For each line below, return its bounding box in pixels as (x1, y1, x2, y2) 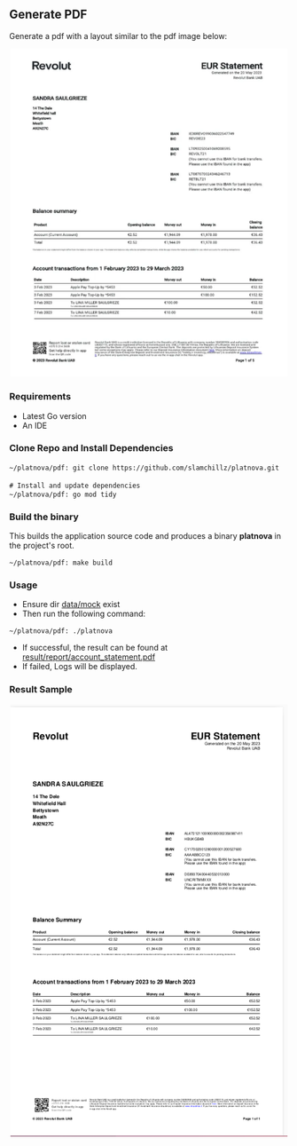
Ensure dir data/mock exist (21, 599, 121, 610)
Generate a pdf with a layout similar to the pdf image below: (9, 30, 228, 41)
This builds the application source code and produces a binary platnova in (9, 531, 282, 541)
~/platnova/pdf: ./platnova (9, 627, 113, 636)
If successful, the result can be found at (21, 643, 168, 653)
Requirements (9, 391, 72, 403)
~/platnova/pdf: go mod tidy (9, 490, 117, 499)
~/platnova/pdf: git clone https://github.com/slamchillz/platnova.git (9, 463, 279, 472)
